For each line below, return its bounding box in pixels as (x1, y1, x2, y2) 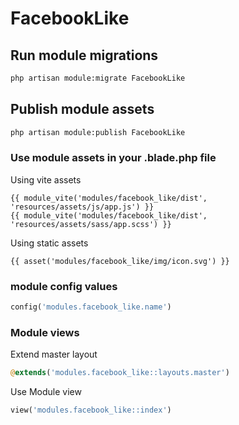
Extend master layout (10, 348, 98, 361)
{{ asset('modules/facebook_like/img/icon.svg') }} (10, 256, 230, 266)
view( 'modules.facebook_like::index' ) (10, 405, 172, 416)
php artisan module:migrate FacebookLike (10, 73, 186, 83)
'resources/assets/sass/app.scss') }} (10, 219, 172, 229)
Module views (10, 325, 80, 339)
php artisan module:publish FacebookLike (10, 127, 186, 137)
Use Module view (10, 386, 82, 398)
